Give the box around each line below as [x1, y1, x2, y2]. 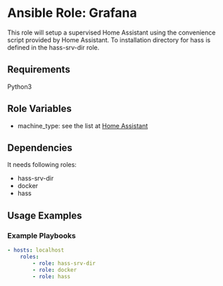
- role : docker [32, 266, 77, 273]
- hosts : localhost [7, 247, 65, 254]
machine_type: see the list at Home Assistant [17, 121, 148, 130]
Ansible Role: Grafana [7, 5, 137, 21]
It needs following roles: [7, 161, 77, 169]
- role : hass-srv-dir [32, 259, 96, 267]
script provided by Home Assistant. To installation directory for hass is [7, 35, 211, 44]
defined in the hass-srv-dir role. [7, 43, 100, 51]
